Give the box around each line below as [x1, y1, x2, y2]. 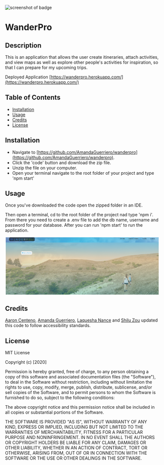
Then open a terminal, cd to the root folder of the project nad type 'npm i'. [5, 212, 154, 218]
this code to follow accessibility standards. [5, 323, 91, 328]
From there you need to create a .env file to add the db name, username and [5, 217, 159, 223]
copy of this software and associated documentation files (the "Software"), [5, 374, 156, 380]
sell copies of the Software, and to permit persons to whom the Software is [5, 390, 156, 395]
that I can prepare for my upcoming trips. [5, 65, 88, 70]
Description [5, 41, 41, 49]
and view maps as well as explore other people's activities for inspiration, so [5, 59, 159, 65]
